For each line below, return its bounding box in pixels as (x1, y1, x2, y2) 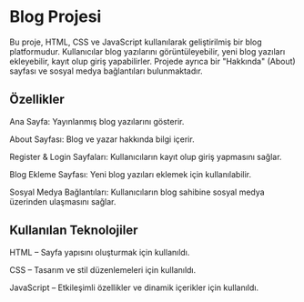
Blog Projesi (9, 6, 102, 27)
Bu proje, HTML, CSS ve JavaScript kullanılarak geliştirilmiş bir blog (9, 36, 262, 47)
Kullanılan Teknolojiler (9, 223, 138, 238)
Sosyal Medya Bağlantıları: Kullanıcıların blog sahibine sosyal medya (9, 186, 266, 197)
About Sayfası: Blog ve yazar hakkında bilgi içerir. (9, 134, 195, 145)
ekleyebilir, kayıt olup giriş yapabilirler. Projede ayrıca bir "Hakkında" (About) (9, 55, 296, 66)
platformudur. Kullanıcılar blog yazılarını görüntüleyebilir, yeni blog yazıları (9, 45, 286, 56)
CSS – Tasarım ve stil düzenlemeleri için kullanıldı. (9, 264, 197, 275)
